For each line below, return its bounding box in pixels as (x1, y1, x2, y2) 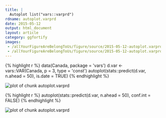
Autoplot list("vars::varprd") (9, 12, 74, 17)
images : (5, 40, 21, 45)
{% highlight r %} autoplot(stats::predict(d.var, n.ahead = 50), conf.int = (5, 92, 151, 98)
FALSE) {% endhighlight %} (5, 97, 61, 103)
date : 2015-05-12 (5, 21, 41, 26)
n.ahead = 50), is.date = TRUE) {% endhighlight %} (5, 73, 110, 79)
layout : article (5, 30, 39, 35)
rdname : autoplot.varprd (5, 16, 56, 21)
